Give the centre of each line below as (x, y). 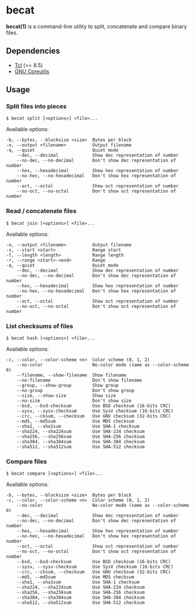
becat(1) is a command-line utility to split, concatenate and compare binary (97, 26)
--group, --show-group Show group (67, 386)
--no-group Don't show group (75, 391)
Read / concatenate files (41, 211)
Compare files (27, 461)
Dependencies (33, 51)
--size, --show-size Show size (66, 396)
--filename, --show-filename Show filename (72, 375)
